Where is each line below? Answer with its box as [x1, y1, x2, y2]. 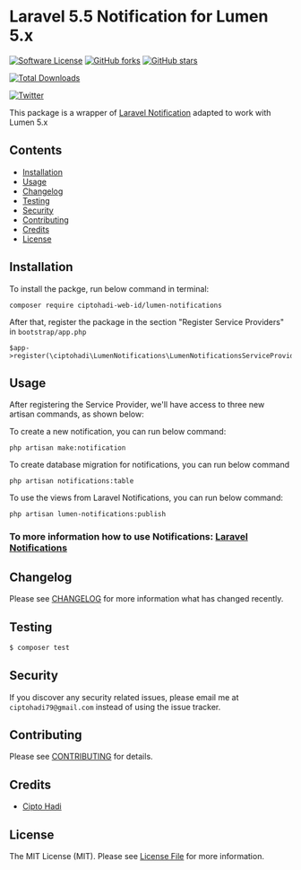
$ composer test [9, 643, 70, 652]
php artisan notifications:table [9, 477, 134, 486]
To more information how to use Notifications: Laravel [9, 531, 248, 543]
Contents [9, 143, 63, 158]
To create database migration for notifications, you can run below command [9, 460, 289, 470]
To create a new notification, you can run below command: [9, 426, 227, 437]
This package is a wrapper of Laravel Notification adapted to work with [9, 107, 271, 118]
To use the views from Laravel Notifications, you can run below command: [9, 492, 284, 504]
